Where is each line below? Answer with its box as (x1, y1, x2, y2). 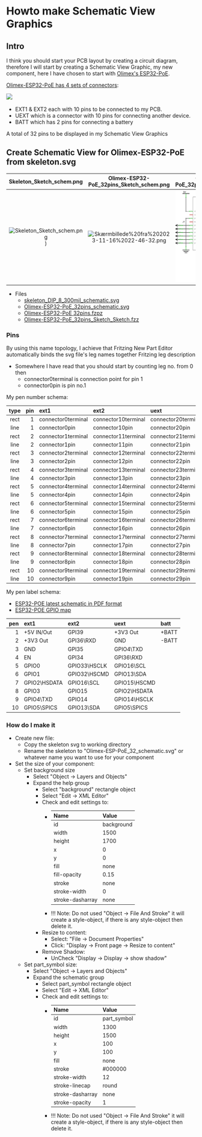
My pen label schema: (6, 588, 61, 596)
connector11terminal (93, 432, 145, 439)
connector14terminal (93, 483, 145, 490)
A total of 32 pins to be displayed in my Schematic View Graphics (6, 130, 168, 137)
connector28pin (150, 558, 191, 565)
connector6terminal (38, 517, 88, 523)
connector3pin (38, 474, 76, 482)
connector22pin (150, 458, 191, 465)
